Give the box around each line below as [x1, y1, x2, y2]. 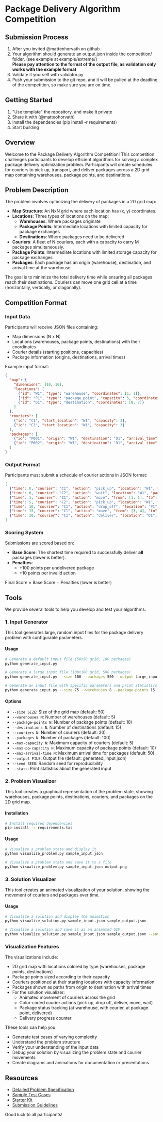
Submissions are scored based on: [5, 540, 74, 546]
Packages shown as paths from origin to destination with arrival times [12, 984, 151, 990]
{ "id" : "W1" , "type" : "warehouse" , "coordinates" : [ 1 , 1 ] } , [17, 391, 142, 396]
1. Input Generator [5, 618, 49, 625]
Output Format [5, 461, 40, 468]
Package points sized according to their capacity [12, 974, 110, 980]
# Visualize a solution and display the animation [5, 914, 110, 919]
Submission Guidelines [12, 1102, 58, 1108]
